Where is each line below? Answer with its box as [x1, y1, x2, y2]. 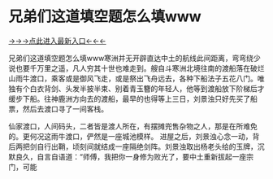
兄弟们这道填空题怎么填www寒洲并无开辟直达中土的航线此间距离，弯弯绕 [8, 53, 254, 63]
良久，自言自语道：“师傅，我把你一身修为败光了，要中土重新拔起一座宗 [15, 151, 254, 161]
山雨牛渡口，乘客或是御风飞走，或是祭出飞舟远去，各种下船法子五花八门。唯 [8, 73, 265, 83]
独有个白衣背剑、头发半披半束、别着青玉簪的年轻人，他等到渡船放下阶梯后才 [8, 83, 265, 94]
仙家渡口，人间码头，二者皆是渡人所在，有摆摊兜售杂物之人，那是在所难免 [8, 121, 258, 131]
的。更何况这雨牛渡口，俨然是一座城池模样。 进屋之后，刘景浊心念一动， [8, 131, 253, 141]
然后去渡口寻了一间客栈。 [22, 103, 108, 114]
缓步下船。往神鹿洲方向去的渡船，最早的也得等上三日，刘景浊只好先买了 [8, 94, 250, 103]
